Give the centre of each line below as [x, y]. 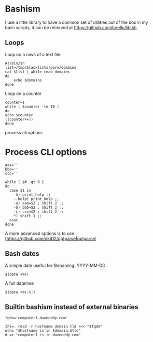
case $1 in [20, 190]
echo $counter [19, 115]
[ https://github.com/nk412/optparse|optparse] [51, 238]
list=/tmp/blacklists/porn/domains [41, 67]
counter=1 [15, 102]
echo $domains [28, 80]
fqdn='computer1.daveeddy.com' [36, 318]
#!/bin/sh [15, 63]
